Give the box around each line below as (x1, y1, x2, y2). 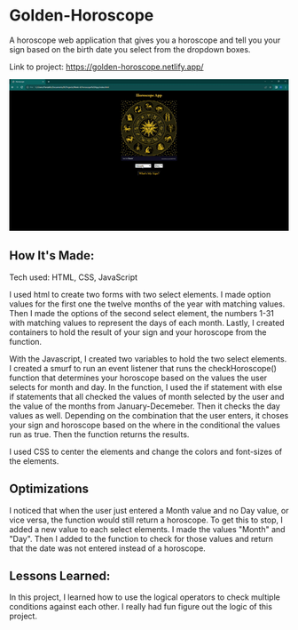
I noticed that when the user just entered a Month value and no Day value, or (9, 505, 289, 515)
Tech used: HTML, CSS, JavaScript (9, 272, 138, 283)
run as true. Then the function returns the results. (9, 428, 190, 440)
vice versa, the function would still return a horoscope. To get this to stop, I (9, 514, 284, 525)
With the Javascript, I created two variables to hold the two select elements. (9, 353, 287, 364)
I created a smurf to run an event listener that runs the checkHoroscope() (9, 363, 278, 373)
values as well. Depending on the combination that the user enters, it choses (9, 410, 289, 420)
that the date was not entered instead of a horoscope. (9, 543, 206, 554)
